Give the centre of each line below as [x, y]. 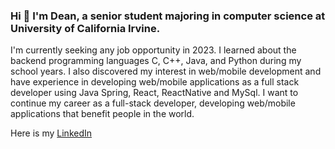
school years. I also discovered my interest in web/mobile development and [166, 71]
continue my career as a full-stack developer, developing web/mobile [153, 103]
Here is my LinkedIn [51, 133]
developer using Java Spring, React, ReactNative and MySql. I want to [154, 93]
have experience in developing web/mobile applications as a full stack [155, 82]
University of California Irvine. [85, 28]
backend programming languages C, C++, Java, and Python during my [156, 61]
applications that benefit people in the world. [102, 114]
